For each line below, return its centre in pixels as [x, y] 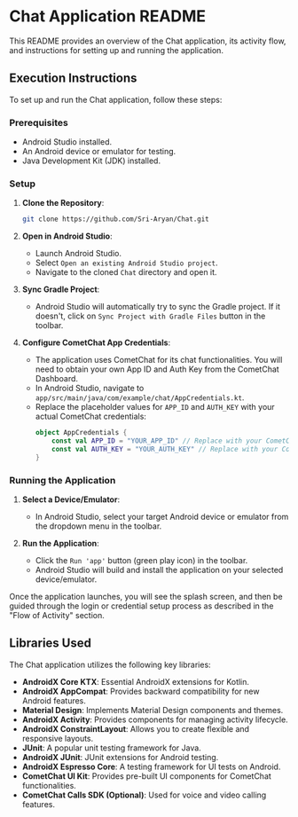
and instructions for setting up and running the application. [117, 50]
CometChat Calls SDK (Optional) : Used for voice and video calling [144, 795]
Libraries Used [50, 644]
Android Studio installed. [67, 142]
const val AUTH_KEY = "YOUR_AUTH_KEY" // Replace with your [165, 449]
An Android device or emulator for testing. [99, 152]
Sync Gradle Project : [61, 289]
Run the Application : [60, 544]
